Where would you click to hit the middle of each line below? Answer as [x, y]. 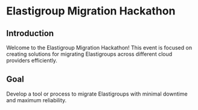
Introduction [30, 33]
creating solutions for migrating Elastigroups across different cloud [89, 54]
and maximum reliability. [37, 100]
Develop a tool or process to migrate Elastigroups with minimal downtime [97, 94]
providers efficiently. [32, 60]
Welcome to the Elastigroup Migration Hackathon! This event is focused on [99, 47]
